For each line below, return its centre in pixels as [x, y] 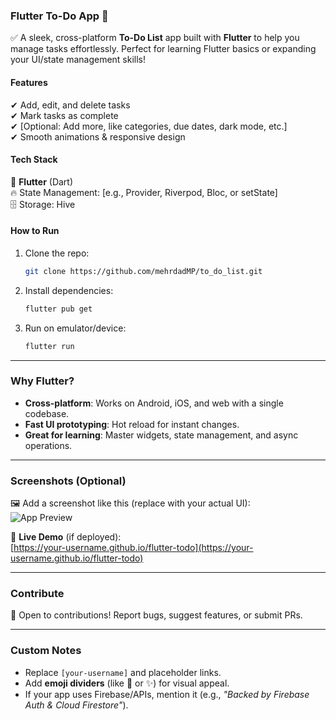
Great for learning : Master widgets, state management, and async [161, 435]
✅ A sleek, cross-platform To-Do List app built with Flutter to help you [155, 38]
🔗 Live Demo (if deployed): [66, 537]
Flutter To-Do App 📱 [59, 16]
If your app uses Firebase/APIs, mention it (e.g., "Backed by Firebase [167, 694]
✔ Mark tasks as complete [64, 115]
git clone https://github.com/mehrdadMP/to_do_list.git [143, 271]
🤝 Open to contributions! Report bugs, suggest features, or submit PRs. [156, 615]
